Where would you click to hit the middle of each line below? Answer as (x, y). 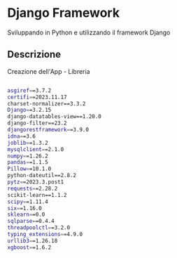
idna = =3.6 (22, 136)
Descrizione (34, 54)
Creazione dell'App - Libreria (49, 71)
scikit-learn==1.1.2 (37, 195)
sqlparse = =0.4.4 (31, 221)
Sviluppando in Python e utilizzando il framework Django (89, 32)
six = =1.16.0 (24, 208)
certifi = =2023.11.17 (37, 97)
